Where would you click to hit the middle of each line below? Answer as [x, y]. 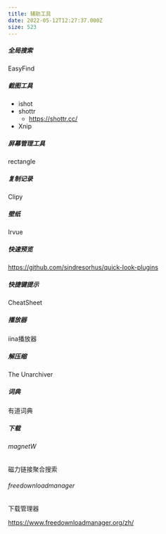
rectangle [22, 162]
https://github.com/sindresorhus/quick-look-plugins [83, 267]
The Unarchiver [31, 375]
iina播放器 [23, 339]
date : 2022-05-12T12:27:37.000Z [55, 20]
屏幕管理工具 [26, 143]
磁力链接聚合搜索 [33, 469]
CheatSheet [25, 303]
